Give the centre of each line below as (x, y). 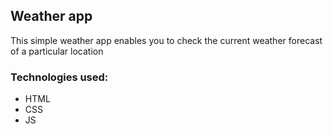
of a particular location (57, 51)
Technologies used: (59, 77)
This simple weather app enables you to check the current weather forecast (166, 40)
